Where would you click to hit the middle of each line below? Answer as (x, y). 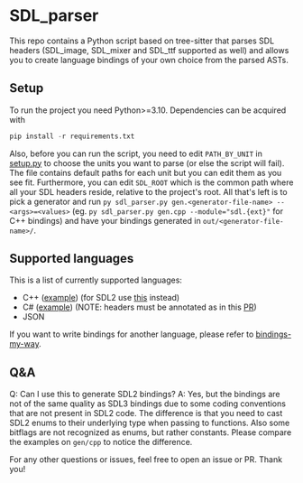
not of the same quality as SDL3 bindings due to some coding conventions (148, 404)
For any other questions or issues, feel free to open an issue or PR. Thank (146, 460)
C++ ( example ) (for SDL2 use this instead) (101, 298)
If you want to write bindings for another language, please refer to (132, 334)
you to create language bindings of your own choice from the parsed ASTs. (149, 60)
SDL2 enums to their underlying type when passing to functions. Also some (150, 423)
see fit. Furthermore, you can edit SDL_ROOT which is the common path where (151, 182)
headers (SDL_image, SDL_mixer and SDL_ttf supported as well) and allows (149, 50)
